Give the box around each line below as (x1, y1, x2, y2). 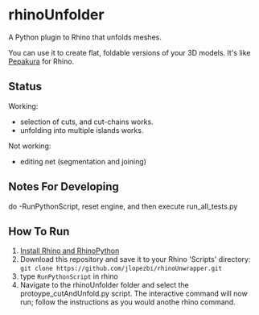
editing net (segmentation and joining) (19, 156, 147, 166)
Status (8, 80, 43, 93)
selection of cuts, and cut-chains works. (19, 117, 154, 126)
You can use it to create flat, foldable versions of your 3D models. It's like (8, 48, 251, 57)
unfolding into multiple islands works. (19, 125, 144, 135)
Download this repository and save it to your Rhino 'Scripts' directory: (19, 255, 251, 264)
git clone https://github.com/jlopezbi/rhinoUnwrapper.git (19, 264, 223, 273)
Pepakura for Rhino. (8, 56, 75, 66)
